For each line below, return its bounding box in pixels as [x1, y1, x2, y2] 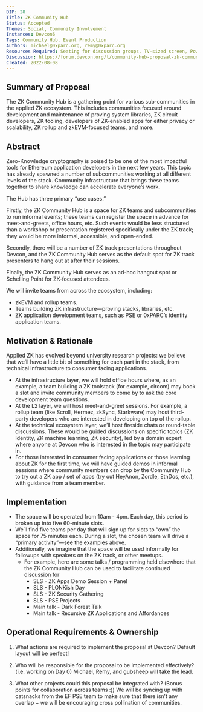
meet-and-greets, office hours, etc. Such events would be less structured [6, 219, 190, 227]
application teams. [14, 318, 62, 325]
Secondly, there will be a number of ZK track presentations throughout [6, 244, 182, 251]
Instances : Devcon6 [6, 32, 56, 38]
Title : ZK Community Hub [6, 15, 69, 21]
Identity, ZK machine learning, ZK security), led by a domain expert [14, 434, 182, 441]
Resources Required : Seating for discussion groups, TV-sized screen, [6, 48, 188, 55]
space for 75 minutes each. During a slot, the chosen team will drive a [14, 532, 189, 539]
